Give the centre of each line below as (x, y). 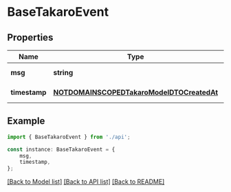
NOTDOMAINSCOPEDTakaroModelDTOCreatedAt (136, 92)
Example (26, 121)
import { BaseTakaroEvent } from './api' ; (69, 137)
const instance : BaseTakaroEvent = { (61, 149)
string (63, 73)
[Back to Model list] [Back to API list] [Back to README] (86, 182)
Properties (30, 38)
